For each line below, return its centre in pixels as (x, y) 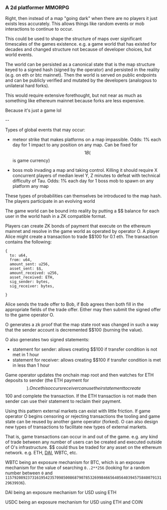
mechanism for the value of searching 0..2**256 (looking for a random (78, 468)
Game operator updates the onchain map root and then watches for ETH (80, 375)
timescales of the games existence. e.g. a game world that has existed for (81, 44)
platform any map (30, 186)
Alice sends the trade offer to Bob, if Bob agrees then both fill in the (75, 304)
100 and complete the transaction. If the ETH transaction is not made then (81, 396)
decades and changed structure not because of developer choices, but (78, 50)
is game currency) (31, 161)
